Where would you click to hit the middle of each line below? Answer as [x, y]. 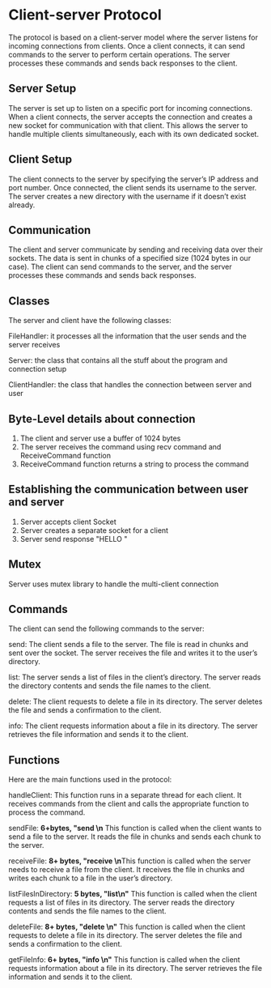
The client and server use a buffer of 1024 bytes [100, 438]
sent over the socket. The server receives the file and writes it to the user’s [133, 653]
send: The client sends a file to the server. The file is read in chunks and [129, 645]
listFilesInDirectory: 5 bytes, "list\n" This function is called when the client [133, 894]
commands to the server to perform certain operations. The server [119, 54]
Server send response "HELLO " [74, 539]
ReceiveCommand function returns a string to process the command [134, 464]
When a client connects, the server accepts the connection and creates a [131, 117]
